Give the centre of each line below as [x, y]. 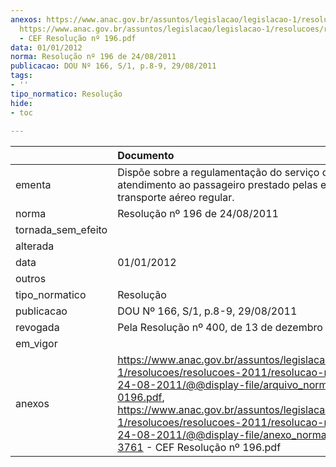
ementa [33, 185]
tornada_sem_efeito [61, 230]
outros [31, 279]
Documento [146, 156]
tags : [21, 76]
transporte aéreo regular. [176, 198]
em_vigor [36, 344]
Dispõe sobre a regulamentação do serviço [218, 173]
